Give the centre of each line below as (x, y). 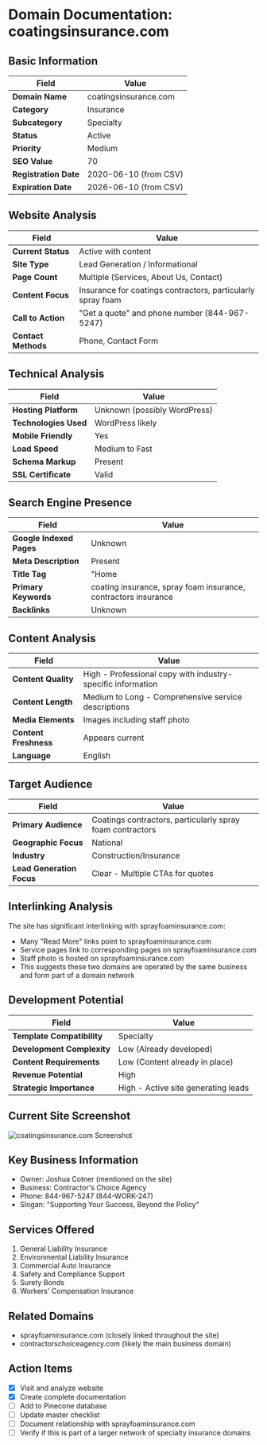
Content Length (43, 702)
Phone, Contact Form (119, 341)
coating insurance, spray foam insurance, (168, 587)
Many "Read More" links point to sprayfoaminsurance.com (116, 941)
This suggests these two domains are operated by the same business (133, 966)
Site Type (31, 264)
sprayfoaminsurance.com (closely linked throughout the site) (120, 1335)
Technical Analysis (56, 374)
